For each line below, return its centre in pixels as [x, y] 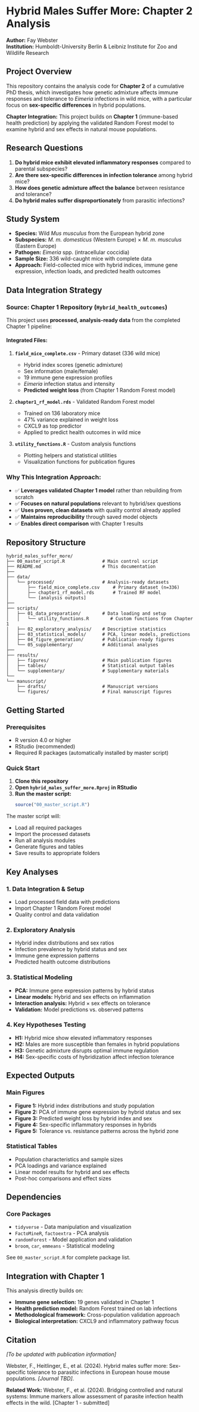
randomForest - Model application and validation [73, 1240]
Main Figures [25, 1092]
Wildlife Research [28, 52]
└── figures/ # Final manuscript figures [94, 692]
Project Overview [39, 72]
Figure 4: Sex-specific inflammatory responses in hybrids [85, 1125]
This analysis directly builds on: [45, 1291]
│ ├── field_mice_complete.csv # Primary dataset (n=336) [93, 588]
